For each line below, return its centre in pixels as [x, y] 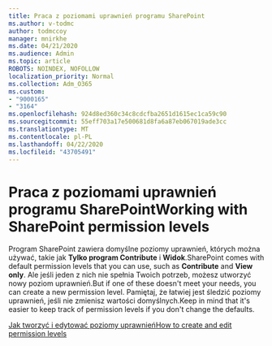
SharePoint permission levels [109, 226]
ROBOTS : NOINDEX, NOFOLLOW [54, 69]
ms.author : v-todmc [41, 24]
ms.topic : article [39, 62]
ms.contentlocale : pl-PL [50, 136]
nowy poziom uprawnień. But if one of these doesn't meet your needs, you [132, 283]
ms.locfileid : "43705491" [52, 152]
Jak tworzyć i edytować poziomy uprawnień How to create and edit [120, 325]
